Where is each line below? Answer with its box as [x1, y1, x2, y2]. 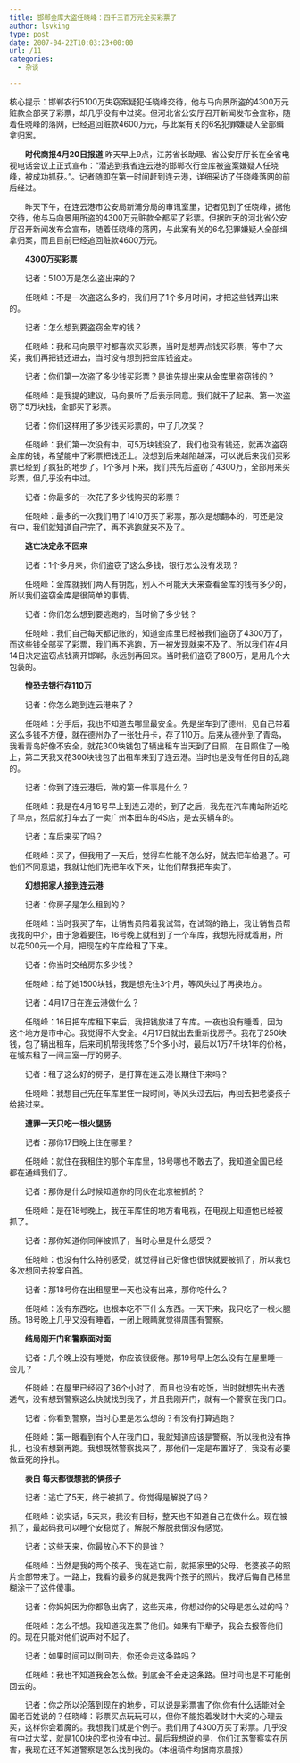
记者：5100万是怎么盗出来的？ [25, 272, 137, 283]
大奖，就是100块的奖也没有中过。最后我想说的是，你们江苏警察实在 [32, 1733, 281, 1743]
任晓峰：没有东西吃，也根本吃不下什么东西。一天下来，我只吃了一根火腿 [25, 1303, 291, 1314]
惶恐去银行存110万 [25, 680, 92, 690]
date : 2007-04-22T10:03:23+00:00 [9, 38, 134, 47]
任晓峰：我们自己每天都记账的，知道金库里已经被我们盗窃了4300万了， [25, 627, 287, 639]
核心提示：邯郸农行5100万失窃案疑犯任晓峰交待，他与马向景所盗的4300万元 [9, 96, 290, 107]
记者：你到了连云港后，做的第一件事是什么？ [25, 781, 189, 792]
